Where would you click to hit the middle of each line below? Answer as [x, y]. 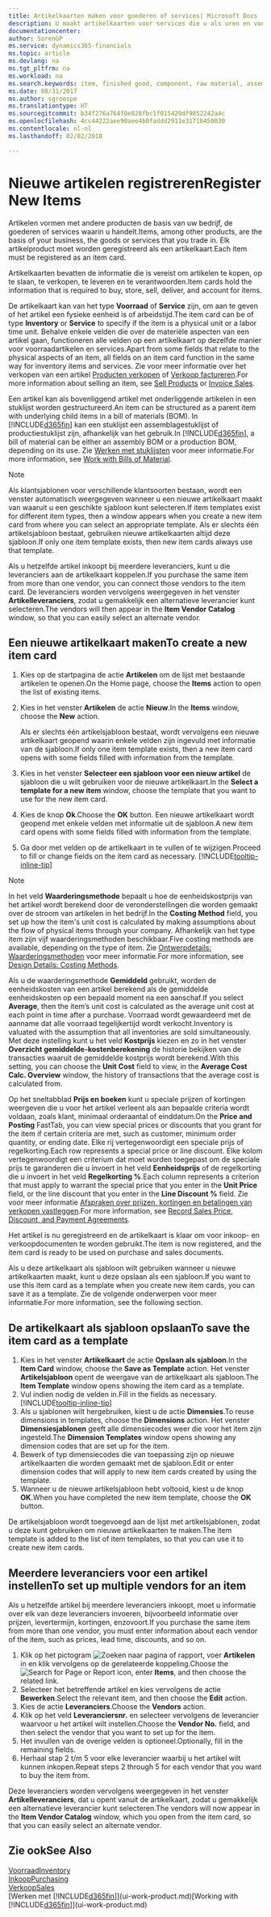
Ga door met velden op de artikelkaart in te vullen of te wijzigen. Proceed [140, 848]
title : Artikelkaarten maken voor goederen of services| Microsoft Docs [133, 16]
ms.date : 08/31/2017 [43, 91]
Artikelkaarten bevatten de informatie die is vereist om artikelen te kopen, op [135, 272]
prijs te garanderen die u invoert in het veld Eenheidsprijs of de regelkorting [135, 1168]
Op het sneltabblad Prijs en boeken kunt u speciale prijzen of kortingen [127, 1100]
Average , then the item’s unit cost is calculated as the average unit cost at [131, 1007]
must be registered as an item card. [67, 257]
